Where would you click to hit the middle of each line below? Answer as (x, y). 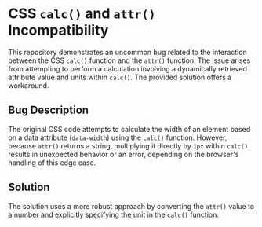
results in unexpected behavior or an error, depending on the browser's (124, 154)
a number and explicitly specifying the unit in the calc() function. (114, 214)
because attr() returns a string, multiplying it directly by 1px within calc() (128, 145)
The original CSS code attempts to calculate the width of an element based (129, 129)
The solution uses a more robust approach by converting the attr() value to (131, 206)
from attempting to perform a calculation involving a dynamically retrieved (128, 68)
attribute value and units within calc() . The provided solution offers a (120, 77)
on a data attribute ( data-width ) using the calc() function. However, (118, 137)
